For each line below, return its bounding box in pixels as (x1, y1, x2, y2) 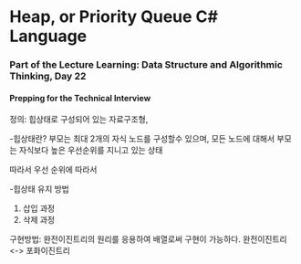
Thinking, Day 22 (9, 70, 87, 83)
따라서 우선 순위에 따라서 (9, 164, 98, 175)
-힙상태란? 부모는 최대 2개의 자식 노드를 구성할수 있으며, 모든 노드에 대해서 (9, 133, 275, 144)
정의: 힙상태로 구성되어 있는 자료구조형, (9, 114, 149, 125)
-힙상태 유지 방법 (9, 184, 70, 195)
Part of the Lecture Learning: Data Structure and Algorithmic (9, 58, 283, 71)
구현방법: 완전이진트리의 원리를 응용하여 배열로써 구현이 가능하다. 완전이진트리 (9, 234, 287, 245)
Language (9, 26, 88, 47)
